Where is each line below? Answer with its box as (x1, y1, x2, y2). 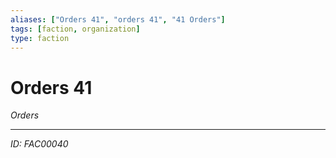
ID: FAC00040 (10, 138, 69, 150)
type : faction (10, 33, 70, 43)
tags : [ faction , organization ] (10, 24, 141, 34)
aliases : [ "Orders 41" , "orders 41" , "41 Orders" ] (10, 14, 226, 25)
